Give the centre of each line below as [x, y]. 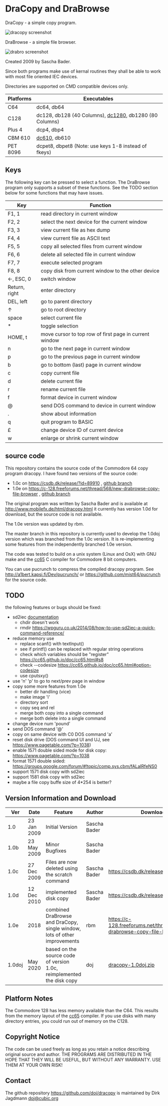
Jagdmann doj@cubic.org [32, 1098]
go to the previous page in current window [90, 357]
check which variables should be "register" [64, 655]
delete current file [61, 381]
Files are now [61, 862]
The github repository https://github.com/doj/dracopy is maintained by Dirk [82, 1093]
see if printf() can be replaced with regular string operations [81, 649]
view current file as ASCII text [75, 238]
